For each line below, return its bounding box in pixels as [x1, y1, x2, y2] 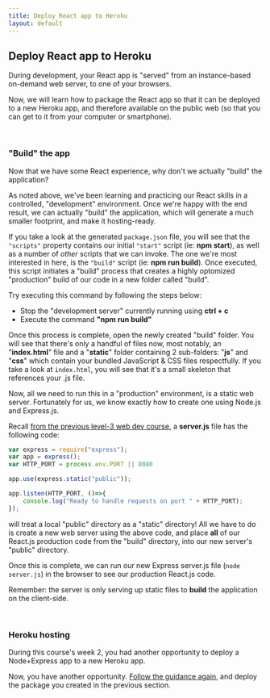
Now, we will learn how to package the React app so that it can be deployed [8, 94, 260, 105]
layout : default [8, 19, 63, 27]
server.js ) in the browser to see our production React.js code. [8, 569, 216, 579]
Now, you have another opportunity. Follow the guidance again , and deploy [8, 671, 258, 682]
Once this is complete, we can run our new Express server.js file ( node [8, 560, 240, 570]
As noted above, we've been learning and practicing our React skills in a [8, 190, 248, 200]
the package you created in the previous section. [8, 680, 171, 690]
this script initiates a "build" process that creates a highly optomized [8, 265, 235, 275]
